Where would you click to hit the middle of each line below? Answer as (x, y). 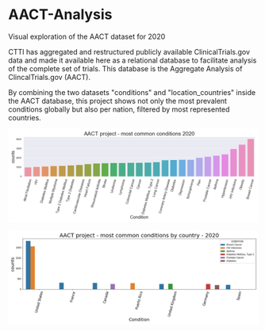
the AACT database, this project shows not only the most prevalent (118, 101)
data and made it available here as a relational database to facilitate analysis (132, 60)
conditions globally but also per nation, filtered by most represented (119, 109)
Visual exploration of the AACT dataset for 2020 (87, 36)
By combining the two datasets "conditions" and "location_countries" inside (132, 92)
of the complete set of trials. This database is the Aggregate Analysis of (125, 68)
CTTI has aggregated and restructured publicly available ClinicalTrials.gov (129, 51)
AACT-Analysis (60, 15)
